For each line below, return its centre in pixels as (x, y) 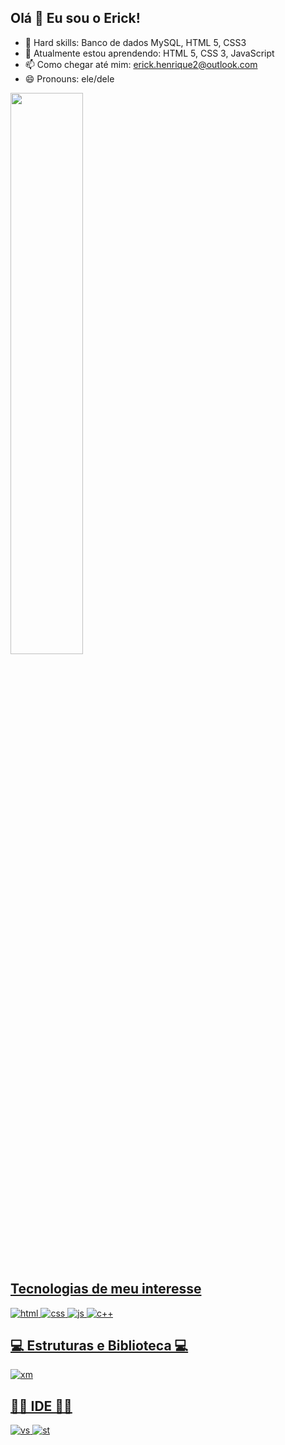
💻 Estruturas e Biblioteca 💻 (99, 1346)
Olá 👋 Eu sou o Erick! (75, 18)
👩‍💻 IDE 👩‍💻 (41, 1406)
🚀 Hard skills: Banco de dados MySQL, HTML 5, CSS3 (135, 42)
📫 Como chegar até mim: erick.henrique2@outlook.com (141, 64)
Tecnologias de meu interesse (106, 1289)
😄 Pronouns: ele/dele (69, 78)
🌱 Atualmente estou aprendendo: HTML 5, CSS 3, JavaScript (149, 53)
